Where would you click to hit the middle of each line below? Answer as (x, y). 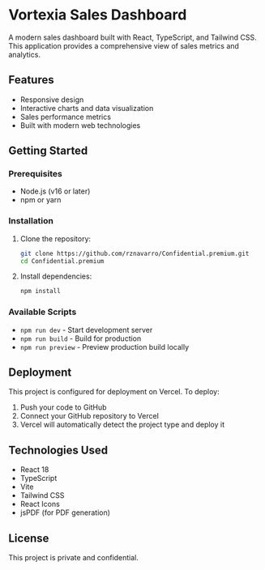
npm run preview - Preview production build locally (105, 347)
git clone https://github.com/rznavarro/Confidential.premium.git (135, 253)
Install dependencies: (56, 276)
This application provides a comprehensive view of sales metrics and (124, 45)
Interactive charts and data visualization (87, 108)
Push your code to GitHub (63, 407)
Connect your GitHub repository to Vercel (90, 416)
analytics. (24, 54)
